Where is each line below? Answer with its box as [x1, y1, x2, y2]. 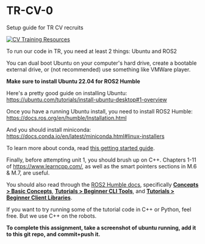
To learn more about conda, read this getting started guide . [6, 144, 155, 151]
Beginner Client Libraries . [6, 193, 73, 201]
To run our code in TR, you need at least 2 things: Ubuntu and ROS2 [6, 47, 177, 55]
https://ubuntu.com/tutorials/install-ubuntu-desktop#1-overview [6, 96, 167, 103]
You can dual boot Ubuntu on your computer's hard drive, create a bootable [6, 59, 197, 66]
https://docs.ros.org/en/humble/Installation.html [6, 114, 127, 121]
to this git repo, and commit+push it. [6, 230, 101, 238]
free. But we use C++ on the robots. [6, 212, 97, 220]
